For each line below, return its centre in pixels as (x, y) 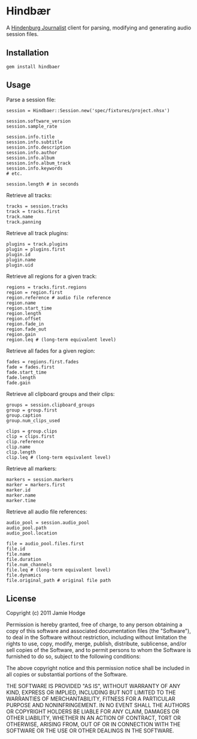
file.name (19, 554)
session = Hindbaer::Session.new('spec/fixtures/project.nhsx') (88, 110)
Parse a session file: (31, 100)
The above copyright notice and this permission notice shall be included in (98, 668)
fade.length (21, 377)
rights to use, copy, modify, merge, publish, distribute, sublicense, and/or (96, 644)
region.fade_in (25, 324)
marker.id (19, 490)
